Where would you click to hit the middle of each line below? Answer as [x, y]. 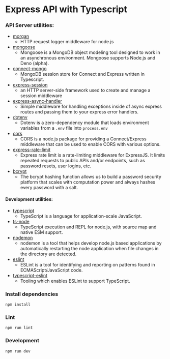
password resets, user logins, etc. [56, 166]
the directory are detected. [48, 254]
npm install [18, 304]
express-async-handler [37, 101]
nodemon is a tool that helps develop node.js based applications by [91, 243]
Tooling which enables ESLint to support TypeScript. [75, 281]
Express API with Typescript [66, 9]
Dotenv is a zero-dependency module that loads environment [84, 123]
